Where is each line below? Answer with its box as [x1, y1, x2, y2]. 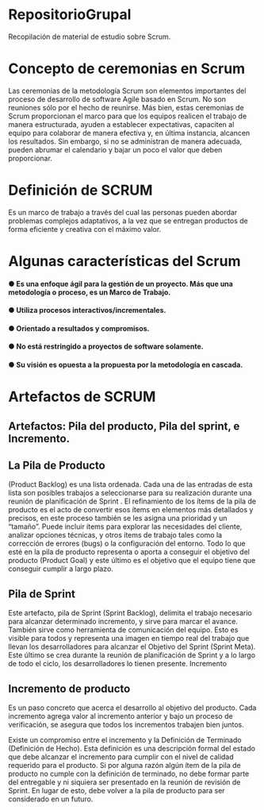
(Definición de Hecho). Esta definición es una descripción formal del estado [8, 743, 256, 753]
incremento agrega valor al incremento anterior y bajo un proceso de [8, 711, 233, 720]
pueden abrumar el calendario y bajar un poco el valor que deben [8, 145, 223, 154]
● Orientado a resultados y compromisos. [8, 323, 150, 333]
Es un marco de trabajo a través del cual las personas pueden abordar [8, 207, 238, 217]
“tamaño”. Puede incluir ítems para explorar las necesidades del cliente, [8, 522, 243, 531]
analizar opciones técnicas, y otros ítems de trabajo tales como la [8, 530, 223, 540]
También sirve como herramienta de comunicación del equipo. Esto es [8, 625, 239, 634]
